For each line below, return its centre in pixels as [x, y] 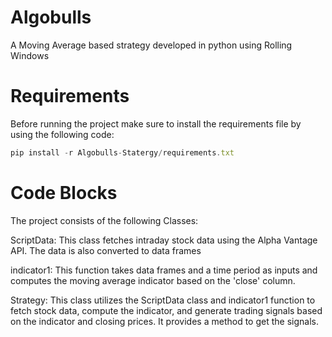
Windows [30, 55]
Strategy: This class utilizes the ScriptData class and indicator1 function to [163, 300]
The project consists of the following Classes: [104, 220]
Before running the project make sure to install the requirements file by [156, 123]
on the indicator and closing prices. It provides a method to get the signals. [164, 321]
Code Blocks [64, 192]
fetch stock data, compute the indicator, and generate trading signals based [166, 310]
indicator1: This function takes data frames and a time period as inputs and [164, 270]
